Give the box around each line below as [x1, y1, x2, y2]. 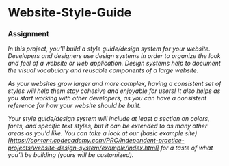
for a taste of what [160, 143, 213, 152]
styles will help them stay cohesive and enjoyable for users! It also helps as [8, 87, 221, 95]
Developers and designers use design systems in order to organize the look [8, 52, 221, 60]
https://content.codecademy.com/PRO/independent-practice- [10, 137, 185, 145]
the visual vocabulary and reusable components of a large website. [8, 66, 199, 74]
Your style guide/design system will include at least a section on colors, [8, 115, 211, 123]
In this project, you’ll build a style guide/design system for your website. [8, 44, 211, 53]
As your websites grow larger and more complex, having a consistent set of [8, 80, 221, 88]
